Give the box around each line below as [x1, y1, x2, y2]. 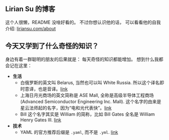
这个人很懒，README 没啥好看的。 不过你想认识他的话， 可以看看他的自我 [5, 19, 161, 25]
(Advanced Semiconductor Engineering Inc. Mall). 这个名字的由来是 [20, 98, 161, 105]
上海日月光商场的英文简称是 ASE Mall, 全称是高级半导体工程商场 [20, 92, 154, 98]
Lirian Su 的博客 [5, 5, 55, 14]
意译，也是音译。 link [24, 85, 68, 92]
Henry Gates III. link [20, 117, 61, 123]
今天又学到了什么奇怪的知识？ [5, 42, 99, 51]
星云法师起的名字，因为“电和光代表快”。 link [20, 105, 112, 111]
